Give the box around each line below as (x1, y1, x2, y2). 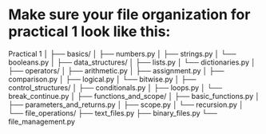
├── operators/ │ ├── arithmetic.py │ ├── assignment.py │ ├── (8, 65, 224, 75)
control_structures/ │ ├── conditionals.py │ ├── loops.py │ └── (8, 82, 222, 93)
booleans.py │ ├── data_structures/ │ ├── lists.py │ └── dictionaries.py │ (8, 57, 256, 67)
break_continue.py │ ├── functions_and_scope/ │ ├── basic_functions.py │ (8, 91, 260, 100)
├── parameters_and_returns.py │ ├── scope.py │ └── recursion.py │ (8, 100, 244, 109)
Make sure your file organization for (8, 6, 251, 24)
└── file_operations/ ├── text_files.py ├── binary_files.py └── (8, 108, 217, 117)
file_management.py (8, 116, 76, 126)
